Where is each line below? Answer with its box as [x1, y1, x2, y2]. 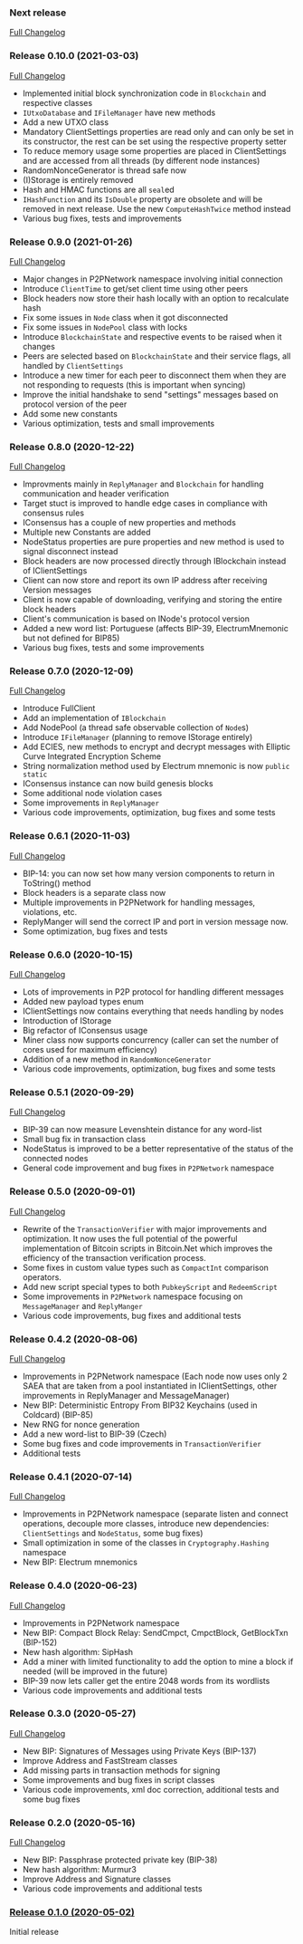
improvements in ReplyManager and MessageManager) [22, 1390, 231, 1400]
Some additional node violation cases [22, 788, 163, 799]
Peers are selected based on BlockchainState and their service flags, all [22, 351, 291, 361]
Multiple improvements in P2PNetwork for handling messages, [22, 897, 256, 908]
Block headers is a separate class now [22, 887, 166, 898]
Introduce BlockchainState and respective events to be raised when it [22, 331, 282, 342]
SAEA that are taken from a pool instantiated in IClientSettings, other [22, 1380, 278, 1391]
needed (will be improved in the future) [22, 1665, 168, 1677]
